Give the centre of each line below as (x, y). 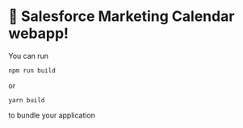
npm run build (32, 70)
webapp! (39, 33)
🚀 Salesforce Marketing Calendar (121, 17)
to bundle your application (52, 115)
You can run (29, 56)
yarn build (27, 100)
